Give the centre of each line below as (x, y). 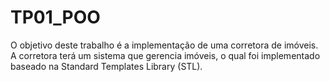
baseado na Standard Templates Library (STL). (106, 66)
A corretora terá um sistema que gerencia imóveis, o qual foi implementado (165, 55)
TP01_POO (55, 17)
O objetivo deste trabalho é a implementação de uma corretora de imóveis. (164, 45)
